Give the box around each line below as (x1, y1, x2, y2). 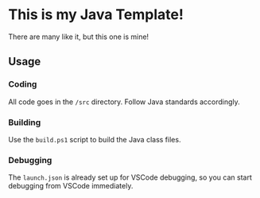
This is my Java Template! (8, 6, 184, 24)
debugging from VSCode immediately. (8, 181, 134, 191)
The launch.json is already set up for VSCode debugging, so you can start (8, 173, 252, 182)
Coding (8, 79, 37, 90)
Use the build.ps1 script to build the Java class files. (8, 134, 181, 144)
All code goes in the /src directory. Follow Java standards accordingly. (8, 97, 240, 107)
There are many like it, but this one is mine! (8, 32, 149, 41)
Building (8, 117, 41, 128)
